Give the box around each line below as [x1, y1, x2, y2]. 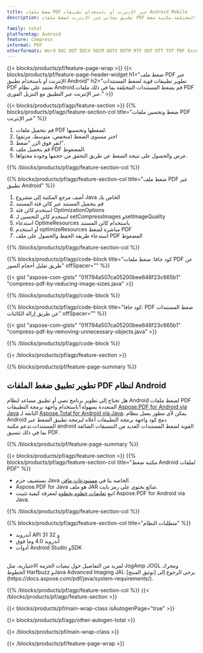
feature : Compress [7, 37, 53, 43]
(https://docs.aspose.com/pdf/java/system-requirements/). [7, 574, 154, 582]
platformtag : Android [7, 31, 61, 37]
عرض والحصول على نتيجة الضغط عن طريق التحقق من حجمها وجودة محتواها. [15, 152, 188, 159]
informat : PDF [7, 42, 43, 48]
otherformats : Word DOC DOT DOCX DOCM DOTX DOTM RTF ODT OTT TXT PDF [7, 48, 186, 54]
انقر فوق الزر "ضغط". [15, 139, 65, 146]
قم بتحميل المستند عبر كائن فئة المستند [15, 200, 104, 207]
